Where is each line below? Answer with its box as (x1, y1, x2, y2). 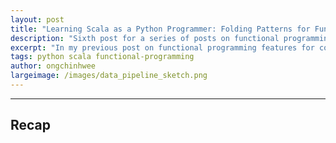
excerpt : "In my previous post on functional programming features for (10, 42, 315, 53)
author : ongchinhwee (10, 61, 97, 71)
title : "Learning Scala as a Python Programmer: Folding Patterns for (10, 24, 311, 34)
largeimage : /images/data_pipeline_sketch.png (10, 71, 208, 81)
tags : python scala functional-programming (10, 52, 195, 62)
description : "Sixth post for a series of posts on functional (10, 33, 280, 43)
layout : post (10, 14, 65, 25)
